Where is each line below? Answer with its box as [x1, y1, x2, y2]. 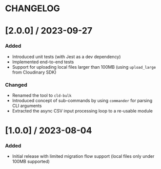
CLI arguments [12, 103, 42, 109]
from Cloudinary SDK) [12, 69, 57, 75]
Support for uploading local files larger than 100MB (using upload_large [12, 64, 156, 70]
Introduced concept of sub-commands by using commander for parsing [12, 97, 153, 103]
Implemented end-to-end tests [12, 59, 74, 65]
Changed [5, 81, 28, 88]
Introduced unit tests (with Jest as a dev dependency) [12, 54, 121, 59]
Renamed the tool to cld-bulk [12, 92, 72, 98]
